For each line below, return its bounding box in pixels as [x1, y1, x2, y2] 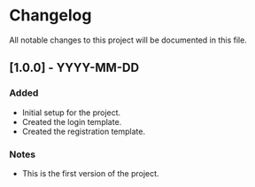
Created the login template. [21, 116, 122, 127]
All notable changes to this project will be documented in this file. [9, 35, 248, 45]
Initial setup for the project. [21, 107, 121, 118]
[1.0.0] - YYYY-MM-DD [9, 60, 140, 75]
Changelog [9, 5, 92, 26]
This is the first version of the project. [21, 168, 159, 178]
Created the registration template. [21, 126, 146, 136]
